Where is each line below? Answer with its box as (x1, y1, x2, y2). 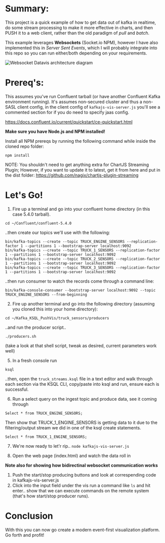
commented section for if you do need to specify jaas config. (5, 109, 129, 115)
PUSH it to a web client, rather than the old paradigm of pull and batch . (5, 30, 150, 36)
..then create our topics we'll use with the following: (5, 229, 110, 236)
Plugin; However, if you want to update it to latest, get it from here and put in (5, 167, 161, 173)
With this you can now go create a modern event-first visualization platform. (5, 527, 160, 533)
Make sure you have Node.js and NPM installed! (5, 128, 105, 134)
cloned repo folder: (5, 143, 44, 149)
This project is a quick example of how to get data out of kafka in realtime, (5, 19, 157, 25)
